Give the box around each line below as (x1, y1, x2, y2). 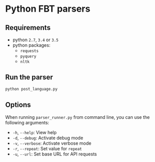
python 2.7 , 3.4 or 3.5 (12, 37, 59, 43)
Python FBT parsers (5, 3, 91, 15)
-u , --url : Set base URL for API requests (12, 151, 97, 157)
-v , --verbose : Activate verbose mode (12, 140, 92, 146)
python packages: (12, 42, 51, 48)
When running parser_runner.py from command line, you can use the (5, 114, 150, 120)
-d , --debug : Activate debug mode (12, 135, 84, 141)
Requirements (5, 23, 51, 32)
